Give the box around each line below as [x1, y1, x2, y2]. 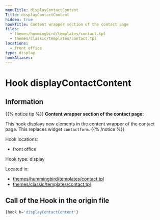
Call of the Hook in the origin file [5, 196, 110, 205]
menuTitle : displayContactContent [5, 7, 79, 13]
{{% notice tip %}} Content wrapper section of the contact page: [5, 111, 144, 117]
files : [5, 27, 19, 32]
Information [5, 97, 44, 106]
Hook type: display [5, 156, 45, 162]
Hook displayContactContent [5, 77, 131, 89]
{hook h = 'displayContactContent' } [5, 210, 79, 215]
